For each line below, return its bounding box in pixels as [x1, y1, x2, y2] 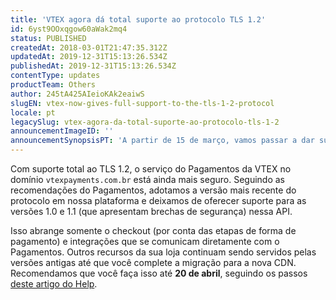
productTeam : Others [10, 80, 97, 90]
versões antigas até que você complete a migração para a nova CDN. [10, 257, 297, 268]
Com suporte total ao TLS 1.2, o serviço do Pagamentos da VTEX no [10, 163, 292, 175]
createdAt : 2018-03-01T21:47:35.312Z [10, 42, 168, 53]
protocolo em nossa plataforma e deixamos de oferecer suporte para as [10, 195, 307, 206]
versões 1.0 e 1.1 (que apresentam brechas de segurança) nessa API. [10, 206, 293, 217]
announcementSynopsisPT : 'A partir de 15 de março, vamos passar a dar [10, 136, 315, 146]
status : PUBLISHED [10, 33, 87, 43]
